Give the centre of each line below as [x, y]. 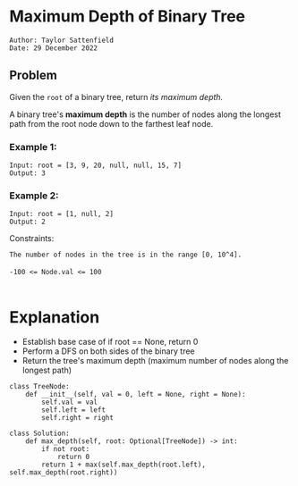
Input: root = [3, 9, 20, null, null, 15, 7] [95, 166]
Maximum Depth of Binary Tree [128, 17]
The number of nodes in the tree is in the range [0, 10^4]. [126, 255]
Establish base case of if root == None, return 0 [110, 342]
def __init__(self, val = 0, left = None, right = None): [136, 395]
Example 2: [34, 196]
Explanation [55, 317]
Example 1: [33, 147]
